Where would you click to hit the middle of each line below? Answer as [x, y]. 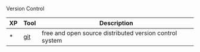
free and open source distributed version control [109, 33]
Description [116, 23]
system [52, 40]
